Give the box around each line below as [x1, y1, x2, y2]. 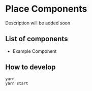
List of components [5, 35, 68, 43]
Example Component [12, 48, 57, 54]
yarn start [5, 81, 28, 86]
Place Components [5, 3, 87, 15]
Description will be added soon [5, 20, 70, 26]
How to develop [5, 63, 56, 72]
